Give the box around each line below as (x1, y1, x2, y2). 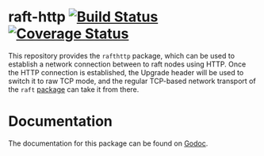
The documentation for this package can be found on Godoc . (8, 139, 209, 148)
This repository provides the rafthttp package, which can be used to (8, 51, 235, 60)
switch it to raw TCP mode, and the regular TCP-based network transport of (8, 76, 256, 86)
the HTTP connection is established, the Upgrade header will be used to (8, 67, 244, 77)
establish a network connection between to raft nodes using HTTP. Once (8, 59, 247, 69)
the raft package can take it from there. (8, 84, 140, 94)
